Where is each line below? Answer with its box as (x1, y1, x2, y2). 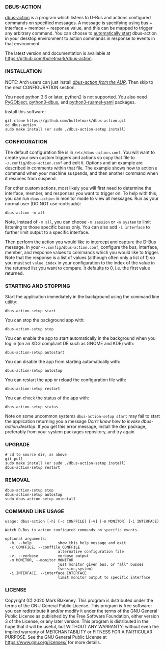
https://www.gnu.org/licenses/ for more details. (5, 639, 101, 646)
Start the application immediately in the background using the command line (5, 294, 160, 300)
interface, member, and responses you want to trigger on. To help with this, (5, 190, 158, 196)
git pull (5, 456, 23, 461)
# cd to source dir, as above (5, 452, 67, 457)
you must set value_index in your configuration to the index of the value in (5, 260, 155, 265)
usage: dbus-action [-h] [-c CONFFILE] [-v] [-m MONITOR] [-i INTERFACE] (5, 519, 160, 524)
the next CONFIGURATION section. (5, 84, 76, 90)
